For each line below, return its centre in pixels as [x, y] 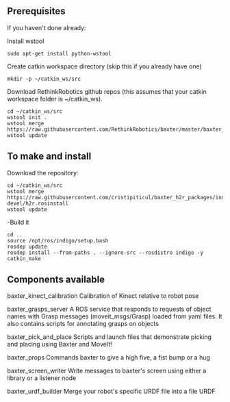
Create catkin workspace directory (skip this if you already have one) [104, 66]
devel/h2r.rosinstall [38, 203]
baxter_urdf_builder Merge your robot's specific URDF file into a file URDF [111, 391]
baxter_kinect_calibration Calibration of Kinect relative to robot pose [103, 296]
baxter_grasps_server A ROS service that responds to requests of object [109, 309]
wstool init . [27, 117]
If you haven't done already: [47, 27]
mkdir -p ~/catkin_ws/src [44, 79]
